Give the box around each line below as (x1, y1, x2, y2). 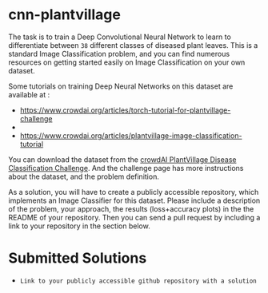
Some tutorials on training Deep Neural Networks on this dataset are (8, 81, 234, 91)
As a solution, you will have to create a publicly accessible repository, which (8, 187, 259, 196)
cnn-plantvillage (8, 6, 122, 24)
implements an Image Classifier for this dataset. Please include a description (8, 196, 261, 205)
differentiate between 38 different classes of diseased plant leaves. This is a (8, 40, 258, 49)
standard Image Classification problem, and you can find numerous (8, 49, 230, 58)
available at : (8, 89, 50, 99)
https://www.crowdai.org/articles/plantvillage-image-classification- (19, 130, 242, 141)
